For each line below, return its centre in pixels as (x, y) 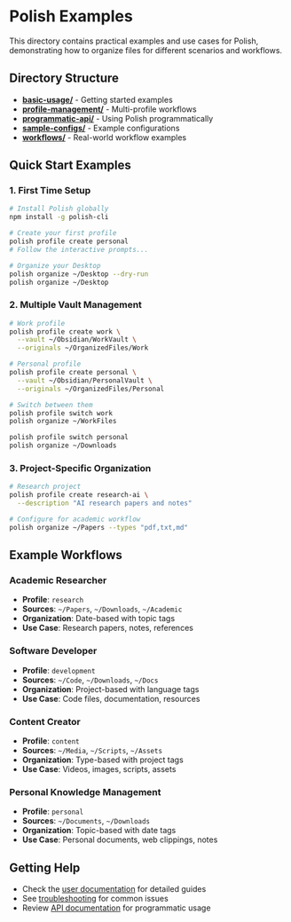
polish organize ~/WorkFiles (63, 422)
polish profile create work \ (65, 331)
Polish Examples (71, 16)
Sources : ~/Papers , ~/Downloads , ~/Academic (102, 609)
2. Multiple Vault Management (75, 305)
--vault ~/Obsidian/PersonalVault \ (85, 380)
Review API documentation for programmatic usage (116, 908)
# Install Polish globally (59, 209)
